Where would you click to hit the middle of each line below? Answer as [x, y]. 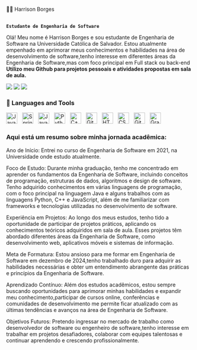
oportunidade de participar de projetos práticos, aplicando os [81, 223]
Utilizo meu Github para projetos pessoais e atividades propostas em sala [99, 69]
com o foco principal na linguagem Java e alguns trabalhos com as [88, 193]
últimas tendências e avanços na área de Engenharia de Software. [87, 310]
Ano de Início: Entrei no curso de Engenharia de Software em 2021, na [92, 150]
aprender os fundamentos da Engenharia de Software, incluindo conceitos [97, 174]
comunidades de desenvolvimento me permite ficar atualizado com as [92, 304]
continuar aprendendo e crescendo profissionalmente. [73, 340]
